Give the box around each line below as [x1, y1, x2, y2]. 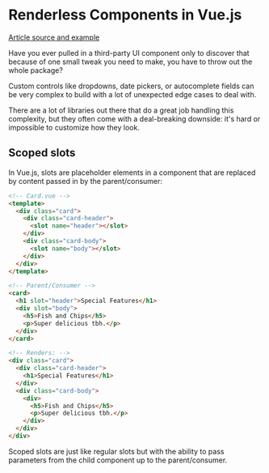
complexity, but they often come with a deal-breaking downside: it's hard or [8, 113, 261, 123]
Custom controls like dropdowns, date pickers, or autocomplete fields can [8, 81, 254, 91]
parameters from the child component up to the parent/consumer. [8, 455, 228, 465]
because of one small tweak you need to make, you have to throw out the [8, 57, 253, 66]
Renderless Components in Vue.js [8, 6, 242, 24]
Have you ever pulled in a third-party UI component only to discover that [8, 48, 250, 58]
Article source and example [8, 32, 100, 42]
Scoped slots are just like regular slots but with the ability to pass [8, 446, 225, 456]
